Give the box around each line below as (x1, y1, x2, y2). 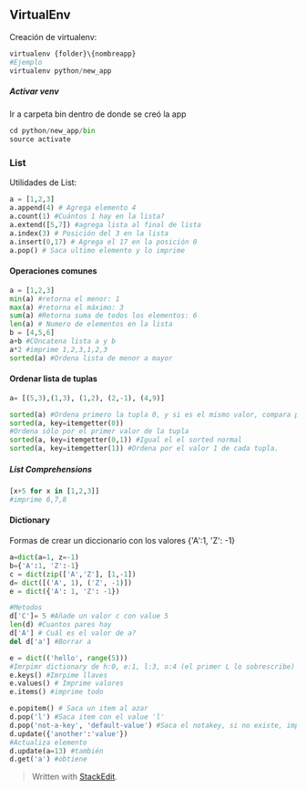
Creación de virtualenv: (9, 31, 97, 42)
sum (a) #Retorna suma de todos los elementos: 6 (9, 311, 198, 320)
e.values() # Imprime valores (9, 679, 125, 688)
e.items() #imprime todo (9, 688, 104, 697)
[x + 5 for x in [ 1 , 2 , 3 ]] (9, 487, 100, 496)
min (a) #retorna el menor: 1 (9, 294, 120, 304)
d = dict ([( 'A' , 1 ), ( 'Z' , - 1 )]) (9, 578, 132, 587)
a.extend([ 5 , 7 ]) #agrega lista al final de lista (9, 221, 202, 230)
